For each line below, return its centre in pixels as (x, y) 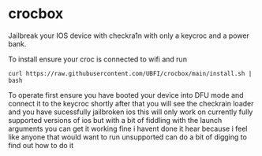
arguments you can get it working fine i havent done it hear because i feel (128, 128)
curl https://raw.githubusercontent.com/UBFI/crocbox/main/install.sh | (130, 73)
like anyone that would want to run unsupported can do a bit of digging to (127, 137)
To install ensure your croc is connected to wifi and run (98, 59)
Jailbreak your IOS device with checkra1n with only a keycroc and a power (129, 35)
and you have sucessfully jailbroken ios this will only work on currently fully (131, 112)
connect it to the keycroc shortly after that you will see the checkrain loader (131, 103)
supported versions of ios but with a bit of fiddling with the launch (115, 120)
